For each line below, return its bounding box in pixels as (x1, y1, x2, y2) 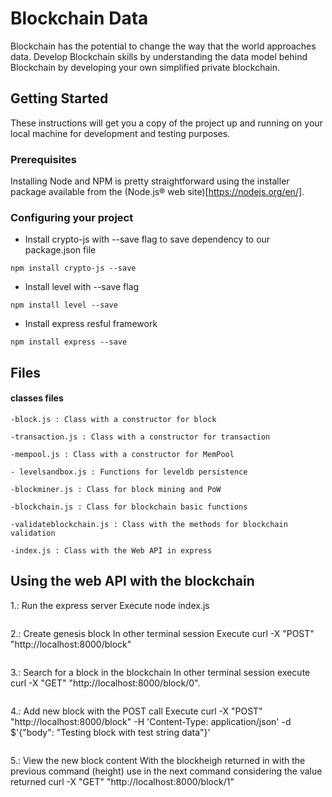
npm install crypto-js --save (10, 263, 137, 274)
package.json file (24, 244, 97, 256)
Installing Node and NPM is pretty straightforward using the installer (10, 175, 290, 187)
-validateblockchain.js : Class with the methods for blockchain (10, 519, 288, 529)
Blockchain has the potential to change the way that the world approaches (10, 40, 317, 52)
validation (10, 528, 56, 538)
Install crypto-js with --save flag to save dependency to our (24, 233, 271, 246)
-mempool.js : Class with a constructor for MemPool (10, 449, 235, 459)
